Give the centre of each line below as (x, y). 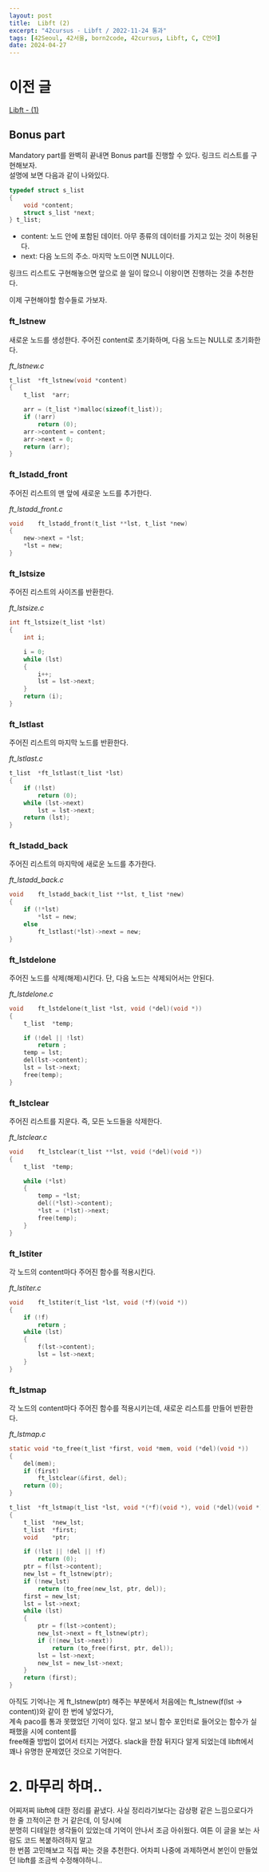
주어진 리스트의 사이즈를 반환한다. (61, 592)
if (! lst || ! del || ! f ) (65, 1552)
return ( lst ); (47, 818)
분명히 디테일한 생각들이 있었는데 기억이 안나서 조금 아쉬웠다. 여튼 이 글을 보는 (131, 1830)
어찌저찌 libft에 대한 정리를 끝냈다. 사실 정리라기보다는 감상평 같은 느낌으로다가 (131, 1810)
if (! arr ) (40, 417)
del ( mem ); (40, 1463)
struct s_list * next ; (59, 212)
